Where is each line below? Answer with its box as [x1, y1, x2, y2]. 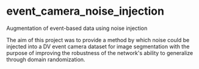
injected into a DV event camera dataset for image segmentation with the [6, 43, 190, 50]
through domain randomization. [6, 56, 85, 63]
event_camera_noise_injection [6, 4, 165, 18]
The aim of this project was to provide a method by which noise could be [6, 36, 190, 43]
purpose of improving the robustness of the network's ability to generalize [6, 49, 194, 56]
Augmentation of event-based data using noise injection [6, 24, 148, 32]
